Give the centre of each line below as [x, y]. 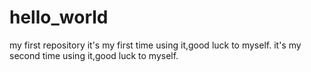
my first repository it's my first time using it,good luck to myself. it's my [155, 45]
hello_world [59, 17]
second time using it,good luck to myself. [94, 55]
